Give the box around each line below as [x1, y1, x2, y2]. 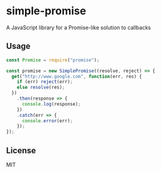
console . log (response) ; [21, 101, 81, 107]
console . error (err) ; [21, 118, 73, 123]
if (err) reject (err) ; [17, 79, 73, 85]
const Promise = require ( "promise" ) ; [6, 57, 100, 63]
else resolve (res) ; [17, 85, 65, 91]
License [6, 145, 36, 156]
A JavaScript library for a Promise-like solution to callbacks [6, 24, 151, 31]
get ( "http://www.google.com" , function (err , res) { [11, 73, 143, 79]
